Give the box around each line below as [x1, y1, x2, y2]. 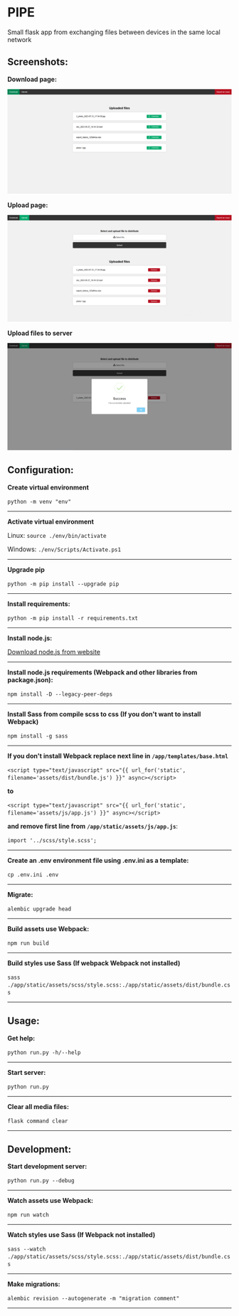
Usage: [7, 1015, 41, 1027]
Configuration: [7, 464, 74, 477]
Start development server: [7, 1162, 87, 1171]
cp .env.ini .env [7, 871, 59, 879]
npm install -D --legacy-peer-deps [7, 691, 113, 698]
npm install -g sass [7, 732, 69, 740]
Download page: [7, 75, 57, 83]
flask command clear [7, 1118, 69, 1125]
